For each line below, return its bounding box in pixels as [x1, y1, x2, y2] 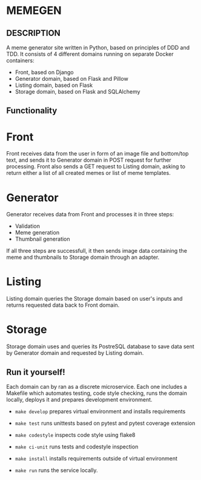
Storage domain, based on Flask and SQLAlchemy [15, 88, 140, 95]
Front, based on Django [15, 69, 74, 76]
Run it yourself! [6, 367, 65, 377]
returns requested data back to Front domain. [6, 301, 120, 309]
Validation [15, 222, 41, 230]
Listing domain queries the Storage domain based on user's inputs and [6, 295, 183, 303]
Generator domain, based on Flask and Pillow [15, 75, 128, 82]
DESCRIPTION [6, 28, 61, 38]
